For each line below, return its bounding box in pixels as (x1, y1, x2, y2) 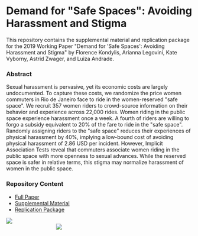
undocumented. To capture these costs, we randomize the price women (6, 90, 182, 97)
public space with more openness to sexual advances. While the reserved (6, 153, 186, 160)
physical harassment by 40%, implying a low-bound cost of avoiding (6, 134, 174, 141)
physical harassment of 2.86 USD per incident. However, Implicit (6, 140, 164, 147)
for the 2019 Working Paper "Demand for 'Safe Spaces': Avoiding (6, 43, 165, 50)
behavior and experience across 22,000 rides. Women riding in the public (6, 108, 186, 116)
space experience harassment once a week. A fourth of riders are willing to (6, 115, 190, 122)
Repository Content (6, 180, 64, 188)
